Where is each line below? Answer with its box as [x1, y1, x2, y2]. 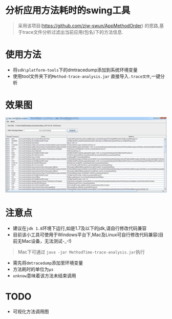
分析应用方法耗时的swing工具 [5, 5, 131, 16]
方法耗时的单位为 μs [12, 266, 54, 272]
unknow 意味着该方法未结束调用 [12, 272, 76, 279]
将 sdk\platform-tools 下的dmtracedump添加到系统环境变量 [12, 67, 138, 73]
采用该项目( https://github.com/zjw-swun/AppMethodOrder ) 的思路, [17, 23, 160, 29]
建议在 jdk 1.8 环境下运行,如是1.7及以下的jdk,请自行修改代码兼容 [12, 225, 147, 231]
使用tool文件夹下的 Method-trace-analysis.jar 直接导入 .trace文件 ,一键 [12, 73, 161, 79]
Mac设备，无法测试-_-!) [21, 238, 72, 244]
